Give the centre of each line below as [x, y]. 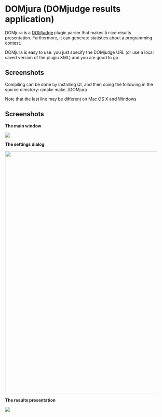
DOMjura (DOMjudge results [63, 9]
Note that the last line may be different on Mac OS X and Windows [71, 99]
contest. [13, 43]
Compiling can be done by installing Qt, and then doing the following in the [79, 84]
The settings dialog [25, 144]
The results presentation [30, 400]
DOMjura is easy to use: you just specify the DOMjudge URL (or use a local [80, 52]
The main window [23, 126]
